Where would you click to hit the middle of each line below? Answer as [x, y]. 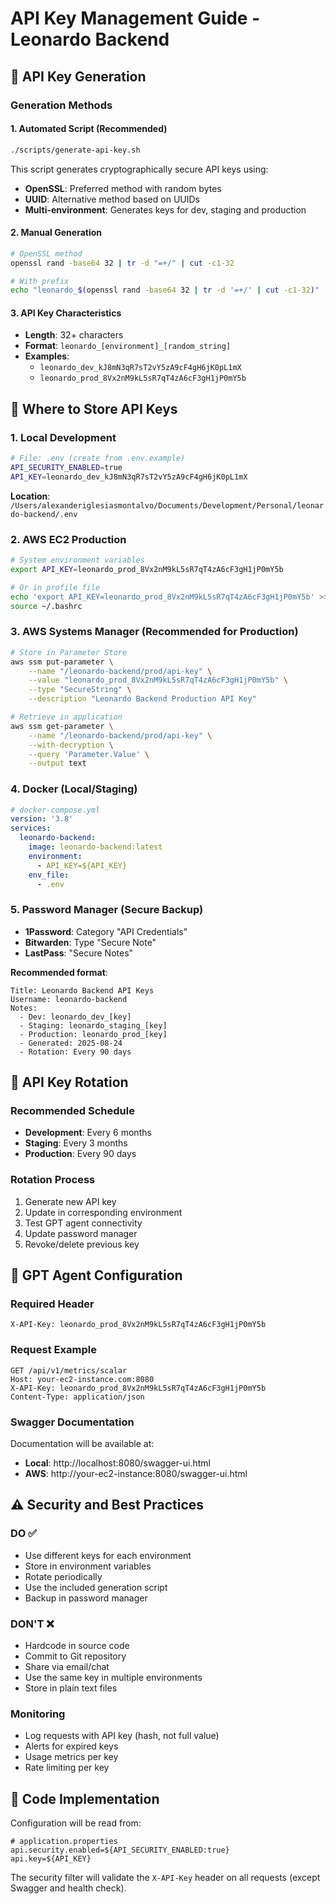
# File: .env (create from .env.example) [98, 458]
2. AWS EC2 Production [68, 539]
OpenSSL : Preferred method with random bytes [123, 188]
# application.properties [64, 1842]
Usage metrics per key [71, 1757]
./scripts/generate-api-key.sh [75, 150]
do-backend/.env [44, 514]
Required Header [52, 1304]
